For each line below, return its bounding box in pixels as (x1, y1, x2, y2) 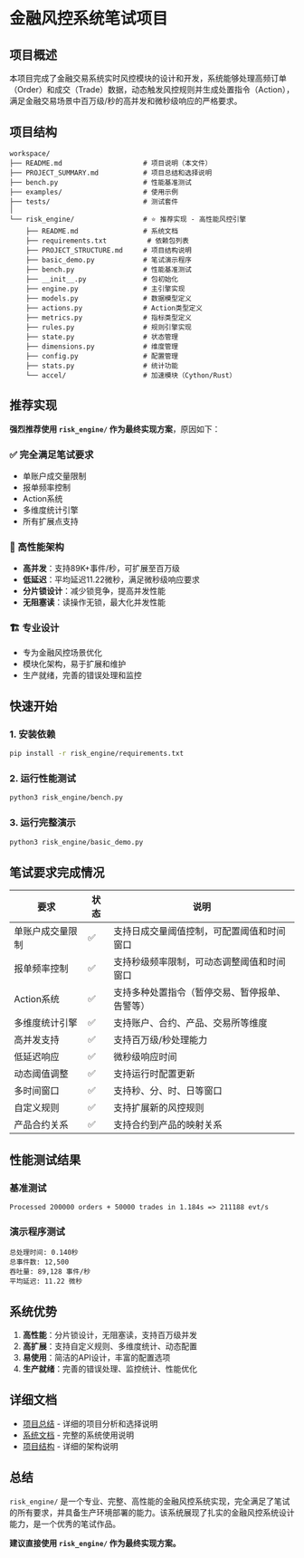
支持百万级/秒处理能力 (113, 1034, 208, 1047)
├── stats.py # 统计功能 (25, 361, 179, 370)
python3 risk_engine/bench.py (9, 793, 124, 802)
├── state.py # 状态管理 (25, 332, 179, 341)
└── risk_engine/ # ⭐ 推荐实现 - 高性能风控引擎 (9, 215, 247, 224)
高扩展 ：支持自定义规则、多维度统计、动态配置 (22, 1341, 197, 1352)
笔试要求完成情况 (9, 865, 105, 880)
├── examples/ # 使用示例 (9, 187, 179, 196)
